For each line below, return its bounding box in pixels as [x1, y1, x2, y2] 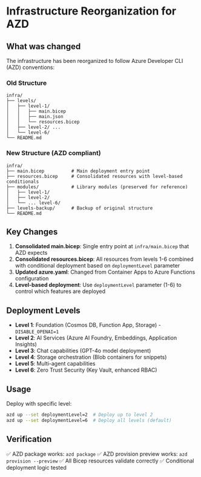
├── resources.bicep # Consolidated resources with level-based [6, 173, 183, 179]
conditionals [6, 179, 39, 185]
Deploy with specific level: [6, 400, 72, 407]
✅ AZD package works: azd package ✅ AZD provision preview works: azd [6, 450, 188, 458]
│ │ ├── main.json [6, 114, 64, 120]
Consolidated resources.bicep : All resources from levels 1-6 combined [15, 255, 194, 263]
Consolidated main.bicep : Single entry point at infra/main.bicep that [15, 243, 189, 250]
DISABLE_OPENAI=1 [15, 329, 59, 335]
